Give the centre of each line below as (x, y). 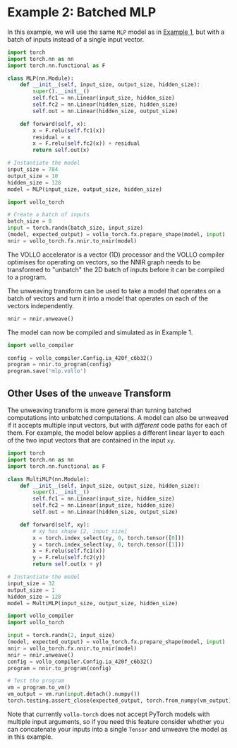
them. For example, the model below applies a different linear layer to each (116, 433)
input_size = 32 (31, 583)
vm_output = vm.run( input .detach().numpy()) (74, 694)
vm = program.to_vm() (39, 688)
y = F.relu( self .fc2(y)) (69, 558)
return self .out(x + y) (67, 564)
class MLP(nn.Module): (41, 78)
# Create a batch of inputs (49, 215)
